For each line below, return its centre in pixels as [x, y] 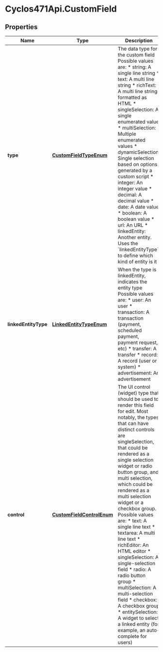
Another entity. [135, 237]
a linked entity [134, 624]
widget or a [131, 502]
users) [125, 642]
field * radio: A [134, 569]
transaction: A [133, 312]
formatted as [132, 97]
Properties [21, 27]
